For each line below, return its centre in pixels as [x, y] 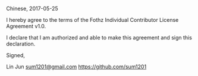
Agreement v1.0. [26, 26]
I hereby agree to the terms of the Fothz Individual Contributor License [92, 20]
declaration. [21, 44]
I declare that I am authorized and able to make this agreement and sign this [99, 37]
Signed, [15, 55]
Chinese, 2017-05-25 [32, 9]
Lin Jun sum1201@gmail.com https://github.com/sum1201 [76, 67]
